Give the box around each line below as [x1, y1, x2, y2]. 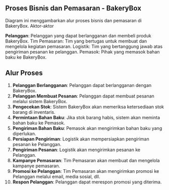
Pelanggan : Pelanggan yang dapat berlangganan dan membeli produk [5, 32, 151, 38]
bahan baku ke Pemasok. [12, 120, 66, 126]
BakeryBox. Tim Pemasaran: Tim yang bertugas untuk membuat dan [5, 38, 147, 44]
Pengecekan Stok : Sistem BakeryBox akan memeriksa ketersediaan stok [12, 104, 164, 110]
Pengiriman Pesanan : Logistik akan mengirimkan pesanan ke [12, 147, 140, 153]
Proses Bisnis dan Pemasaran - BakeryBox [5, 4, 141, 13]
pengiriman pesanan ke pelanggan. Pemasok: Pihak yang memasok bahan [5, 49, 160, 55]
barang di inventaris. [12, 109, 55, 115]
